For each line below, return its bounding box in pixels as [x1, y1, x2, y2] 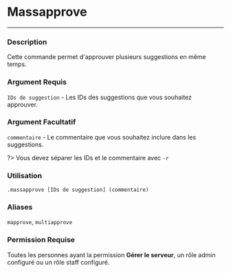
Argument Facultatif [7, 118, 76, 127]
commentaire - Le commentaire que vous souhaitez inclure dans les [7, 133, 197, 141]
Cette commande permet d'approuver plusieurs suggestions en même [7, 53, 206, 61]
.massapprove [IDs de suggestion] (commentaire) [7, 186, 149, 193]
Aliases [7, 202, 33, 212]
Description [7, 37, 47, 47]
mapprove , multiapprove [7, 218, 73, 226]
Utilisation [7, 171, 43, 180]
